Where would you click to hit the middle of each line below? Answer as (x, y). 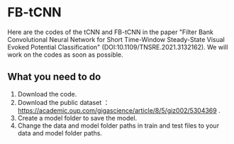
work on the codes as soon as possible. (65, 55)
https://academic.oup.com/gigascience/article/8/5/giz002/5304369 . (119, 110)
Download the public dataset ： (63, 102)
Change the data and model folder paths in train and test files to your (118, 126)
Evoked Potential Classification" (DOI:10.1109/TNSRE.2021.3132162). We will (118, 47)
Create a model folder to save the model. (77, 118)
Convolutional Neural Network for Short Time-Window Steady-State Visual (116, 39)
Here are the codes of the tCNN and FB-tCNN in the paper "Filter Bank (111, 32)
